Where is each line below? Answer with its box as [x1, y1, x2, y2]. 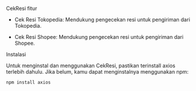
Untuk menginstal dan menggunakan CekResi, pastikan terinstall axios [6, 62, 176, 69]
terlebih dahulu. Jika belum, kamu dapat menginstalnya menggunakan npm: [6, 68, 189, 75]
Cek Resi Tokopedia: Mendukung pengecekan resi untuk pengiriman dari [14, 16, 190, 23]
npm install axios [6, 79, 51, 85]
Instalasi [6, 51, 26, 57]
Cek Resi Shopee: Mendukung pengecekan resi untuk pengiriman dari [14, 34, 184, 40]
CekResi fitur [6, 5, 37, 12]
